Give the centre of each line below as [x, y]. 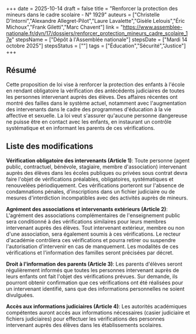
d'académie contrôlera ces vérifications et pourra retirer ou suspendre [91, 240]
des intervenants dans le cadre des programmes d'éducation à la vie [89, 109]
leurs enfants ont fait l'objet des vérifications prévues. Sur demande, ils [92, 276]
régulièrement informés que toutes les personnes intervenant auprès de [93, 270]
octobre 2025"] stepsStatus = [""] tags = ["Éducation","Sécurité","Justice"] [96, 46]
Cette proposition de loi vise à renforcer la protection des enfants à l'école [96, 84]
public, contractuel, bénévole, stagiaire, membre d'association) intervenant [97, 167]
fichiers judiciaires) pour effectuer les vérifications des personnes [85, 319]
